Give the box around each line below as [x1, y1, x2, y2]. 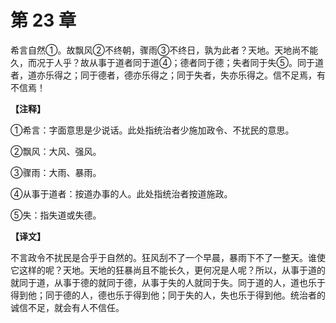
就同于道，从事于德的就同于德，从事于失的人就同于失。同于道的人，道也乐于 [10, 276, 326, 288]
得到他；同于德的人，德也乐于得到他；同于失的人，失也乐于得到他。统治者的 [10, 289, 326, 301]
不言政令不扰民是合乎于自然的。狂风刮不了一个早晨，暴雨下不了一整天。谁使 [10, 251, 326, 263]
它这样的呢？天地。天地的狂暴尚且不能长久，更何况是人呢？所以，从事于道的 [10, 264, 326, 276]
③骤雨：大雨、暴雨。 [10, 166, 102, 178]
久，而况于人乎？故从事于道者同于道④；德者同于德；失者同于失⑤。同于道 [10, 56, 324, 68]
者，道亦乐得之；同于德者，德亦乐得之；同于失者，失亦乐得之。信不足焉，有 [10, 69, 326, 81]
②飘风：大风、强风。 [10, 145, 102, 157]
